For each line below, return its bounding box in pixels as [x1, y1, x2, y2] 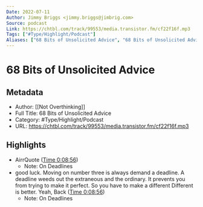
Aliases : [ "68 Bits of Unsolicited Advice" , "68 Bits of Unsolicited [6, 37, 185, 43]
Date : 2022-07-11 [6, 8, 50, 15]
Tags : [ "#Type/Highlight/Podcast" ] [6, 31, 96, 38]
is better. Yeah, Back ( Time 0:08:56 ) [14, 188, 105, 195]
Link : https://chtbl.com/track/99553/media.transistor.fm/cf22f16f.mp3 [6, 25, 190, 32]
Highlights [6, 140, 47, 150]
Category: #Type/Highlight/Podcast [14, 116, 104, 123]
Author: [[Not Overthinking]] [14, 103, 86, 110]
